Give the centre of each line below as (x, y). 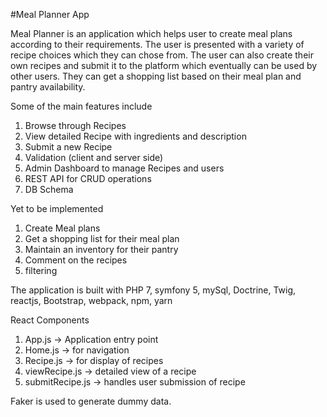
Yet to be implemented (57, 208)
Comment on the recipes (76, 260)
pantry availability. (48, 87)
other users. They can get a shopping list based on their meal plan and (156, 76)
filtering (41, 270)
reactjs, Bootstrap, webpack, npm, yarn (91, 300)
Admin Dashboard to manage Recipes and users (124, 168)
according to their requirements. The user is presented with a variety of (157, 44)
